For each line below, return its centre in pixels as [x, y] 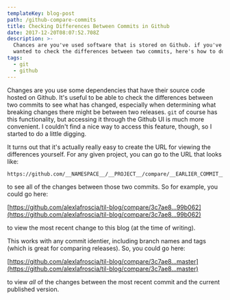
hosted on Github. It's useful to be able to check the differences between [110, 97]
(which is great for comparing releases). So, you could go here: [97, 248]
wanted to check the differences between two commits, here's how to [114, 52]
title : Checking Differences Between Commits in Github [88, 26]
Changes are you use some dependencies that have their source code [106, 90]
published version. [33, 289]
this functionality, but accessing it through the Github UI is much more [106, 119]
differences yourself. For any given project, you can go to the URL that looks [115, 154]
